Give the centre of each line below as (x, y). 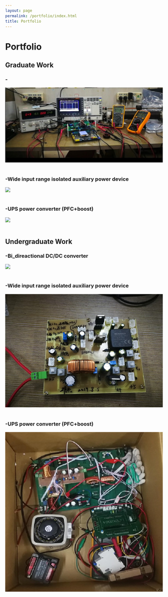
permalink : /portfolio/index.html (41, 16)
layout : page (19, 11)
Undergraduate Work (39, 242)
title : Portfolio (23, 21)
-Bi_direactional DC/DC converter (47, 256)
